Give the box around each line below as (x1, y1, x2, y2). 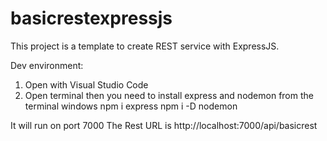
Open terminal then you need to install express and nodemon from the (24, 89, 314, 101)
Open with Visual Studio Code (24, 78, 149, 91)
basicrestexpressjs (10, 7, 173, 30)
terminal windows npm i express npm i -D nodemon (24, 100, 238, 112)
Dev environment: (10, 59, 84, 71)
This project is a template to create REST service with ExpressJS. (10, 40, 280, 52)
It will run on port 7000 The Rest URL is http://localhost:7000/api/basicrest (10, 119, 318, 131)
